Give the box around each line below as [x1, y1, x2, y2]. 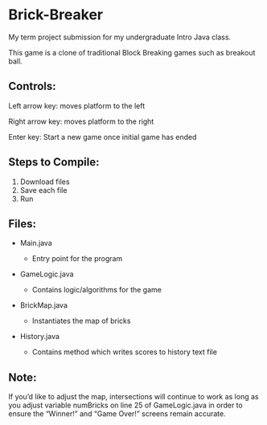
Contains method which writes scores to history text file [31, 347, 217, 357]
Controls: [8, 80, 56, 93]
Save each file [19, 185, 68, 194]
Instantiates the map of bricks [31, 316, 131, 326]
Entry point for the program [31, 254, 123, 264]
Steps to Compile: [8, 155, 100, 170]
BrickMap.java [19, 300, 68, 310]
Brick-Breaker [8, 6, 103, 24]
